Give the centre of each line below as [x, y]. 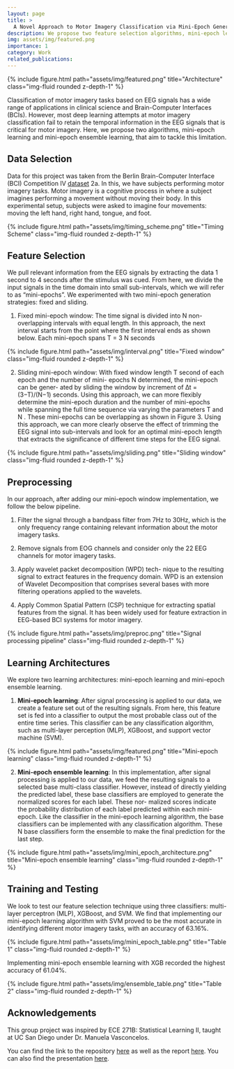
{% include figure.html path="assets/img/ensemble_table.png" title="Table [115, 983]
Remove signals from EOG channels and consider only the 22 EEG [112, 548]
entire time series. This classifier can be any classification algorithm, [116, 723]
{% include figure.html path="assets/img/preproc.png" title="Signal [104, 633]
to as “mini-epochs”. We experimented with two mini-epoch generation [109, 295]
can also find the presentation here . [58, 1058]
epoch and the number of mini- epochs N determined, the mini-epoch [117, 380]
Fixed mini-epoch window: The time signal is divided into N [102, 316]
